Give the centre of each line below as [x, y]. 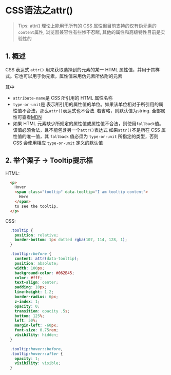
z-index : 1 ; [27, 301]
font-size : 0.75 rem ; [36, 330]
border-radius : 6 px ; [36, 297]
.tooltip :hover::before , [36, 349]
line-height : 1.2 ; [34, 292]
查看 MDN [32, 117]
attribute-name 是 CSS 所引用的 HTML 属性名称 [63, 97]
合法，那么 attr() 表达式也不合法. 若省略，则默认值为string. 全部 [94, 110]
